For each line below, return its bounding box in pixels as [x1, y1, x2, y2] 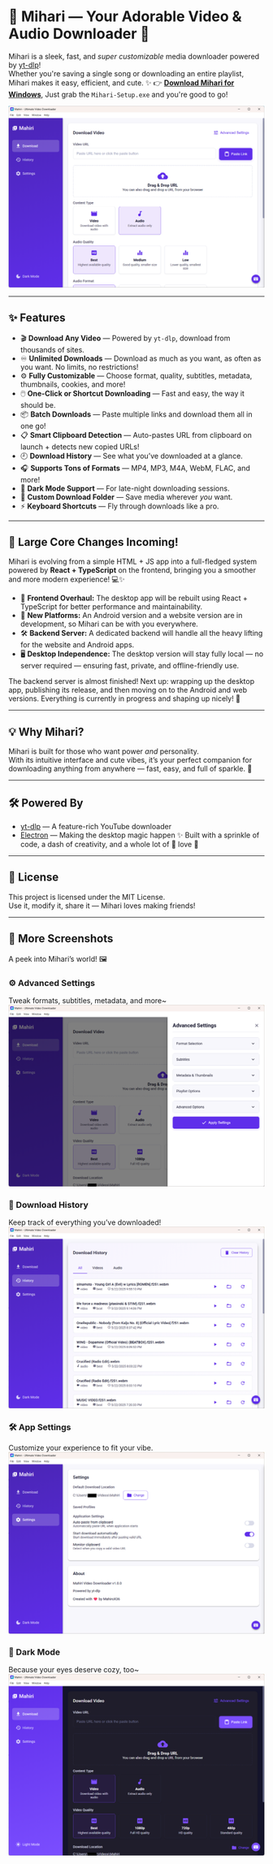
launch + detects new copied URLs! [19, 442, 140, 452]
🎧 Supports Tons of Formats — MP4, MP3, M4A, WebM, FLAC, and [19, 463, 250, 473]
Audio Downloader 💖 [8, 24, 150, 43]
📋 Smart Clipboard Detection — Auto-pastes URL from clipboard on [19, 430, 252, 439]
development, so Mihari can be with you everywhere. [19, 619, 199, 629]
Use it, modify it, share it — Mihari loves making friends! [8, 901, 196, 910]
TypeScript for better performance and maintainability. [19, 602, 203, 612]
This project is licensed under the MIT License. [8, 892, 166, 902]
